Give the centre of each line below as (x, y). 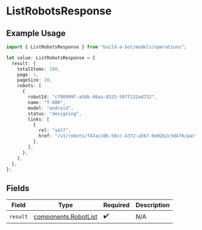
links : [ (39, 119)
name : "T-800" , (47, 102)
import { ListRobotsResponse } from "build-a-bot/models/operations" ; (96, 47)
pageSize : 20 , (35, 80)
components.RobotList (66, 216)
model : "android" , (51, 108)
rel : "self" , (54, 130)
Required (117, 205)
